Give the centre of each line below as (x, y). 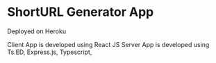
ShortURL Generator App (81, 12)
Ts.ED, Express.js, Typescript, (50, 52)
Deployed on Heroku (37, 31)
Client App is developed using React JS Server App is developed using (108, 44)
